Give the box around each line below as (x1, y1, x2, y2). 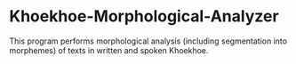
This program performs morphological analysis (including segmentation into (9, 36, 287, 46)
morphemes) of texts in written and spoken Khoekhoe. (9, 44, 209, 55)
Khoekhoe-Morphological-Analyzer (9, 6, 279, 27)
